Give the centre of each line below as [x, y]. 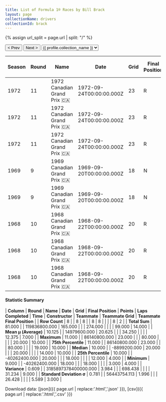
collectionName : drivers [31, 19]
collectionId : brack [26, 24]
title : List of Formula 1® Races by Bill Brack [55, 10]
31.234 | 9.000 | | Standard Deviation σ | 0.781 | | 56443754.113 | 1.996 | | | [81, 374]
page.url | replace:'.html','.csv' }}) [39, 394]
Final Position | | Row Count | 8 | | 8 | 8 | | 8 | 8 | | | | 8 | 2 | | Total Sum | [79, 321]
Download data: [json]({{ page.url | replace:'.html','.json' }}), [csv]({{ [74, 389]
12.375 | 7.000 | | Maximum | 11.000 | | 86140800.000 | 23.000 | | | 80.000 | [82, 337]
